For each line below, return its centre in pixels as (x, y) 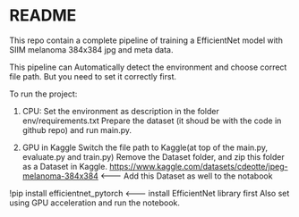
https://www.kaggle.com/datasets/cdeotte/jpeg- (198, 166)
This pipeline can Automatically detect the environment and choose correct (148, 67)
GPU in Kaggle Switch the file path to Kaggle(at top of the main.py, (145, 147)
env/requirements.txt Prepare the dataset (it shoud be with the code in (152, 121)
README (43, 16)
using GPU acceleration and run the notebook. (95, 203)
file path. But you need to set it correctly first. (93, 76)
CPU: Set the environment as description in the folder (120, 111)
